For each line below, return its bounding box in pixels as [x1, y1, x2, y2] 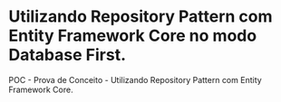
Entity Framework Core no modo [8, 25, 257, 46]
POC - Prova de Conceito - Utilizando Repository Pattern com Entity [8, 74, 262, 85]
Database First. [8, 45, 127, 65]
